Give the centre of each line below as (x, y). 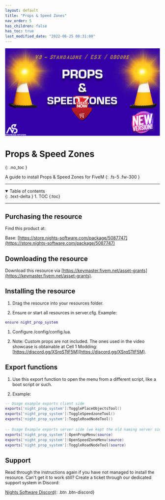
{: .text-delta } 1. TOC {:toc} (33, 197)
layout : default (22, 10)
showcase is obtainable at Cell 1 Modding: (55, 346)
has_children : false (26, 26)
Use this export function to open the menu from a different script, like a (84, 379)
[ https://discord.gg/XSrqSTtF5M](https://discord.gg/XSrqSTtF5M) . (79, 352)
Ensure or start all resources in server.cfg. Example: (64, 312)
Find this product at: (25, 229)
